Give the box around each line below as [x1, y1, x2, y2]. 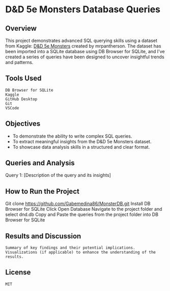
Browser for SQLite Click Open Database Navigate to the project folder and [5, 206, 162, 212]
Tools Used [5, 74, 42, 83]
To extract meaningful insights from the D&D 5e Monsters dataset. [12, 138, 152, 144]
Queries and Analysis [5, 159, 75, 167]
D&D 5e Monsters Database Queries [5, 4, 160, 15]
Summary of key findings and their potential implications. [5, 245, 136, 251]
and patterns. [5, 59, 34, 65]
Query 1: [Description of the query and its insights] [5, 172, 111, 178]
